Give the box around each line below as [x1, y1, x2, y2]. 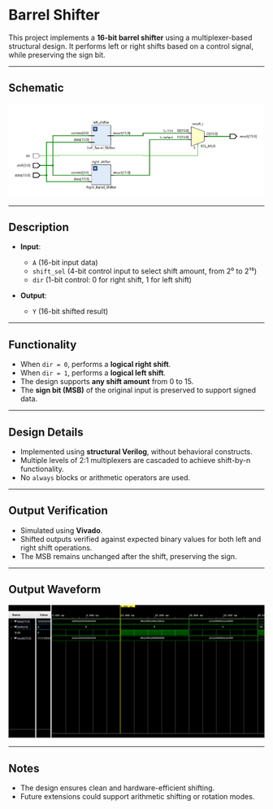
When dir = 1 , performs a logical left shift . [19, 368, 167, 378]
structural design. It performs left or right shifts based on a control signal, [8, 41, 254, 50]
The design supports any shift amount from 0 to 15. [19, 377, 194, 387]
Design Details [8, 425, 84, 439]
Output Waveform [8, 583, 102, 597]
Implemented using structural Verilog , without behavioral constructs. [19, 446, 253, 457]
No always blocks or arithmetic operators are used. [19, 472, 191, 482]
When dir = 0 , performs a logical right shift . [19, 360, 171, 370]
